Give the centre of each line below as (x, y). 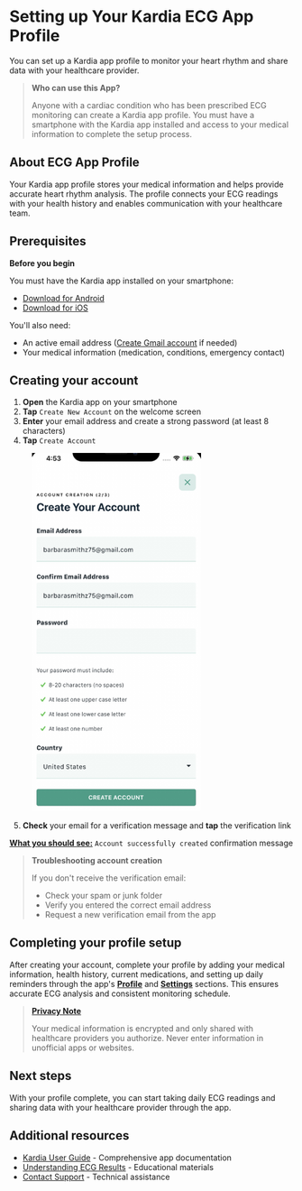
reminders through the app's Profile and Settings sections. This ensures (144, 983)
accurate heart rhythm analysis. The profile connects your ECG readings (144, 194)
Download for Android (64, 298)
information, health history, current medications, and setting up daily (137, 974)
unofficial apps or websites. (83, 1048)
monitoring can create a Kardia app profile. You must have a (143, 115)
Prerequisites (48, 241)
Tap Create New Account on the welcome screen (111, 411)
